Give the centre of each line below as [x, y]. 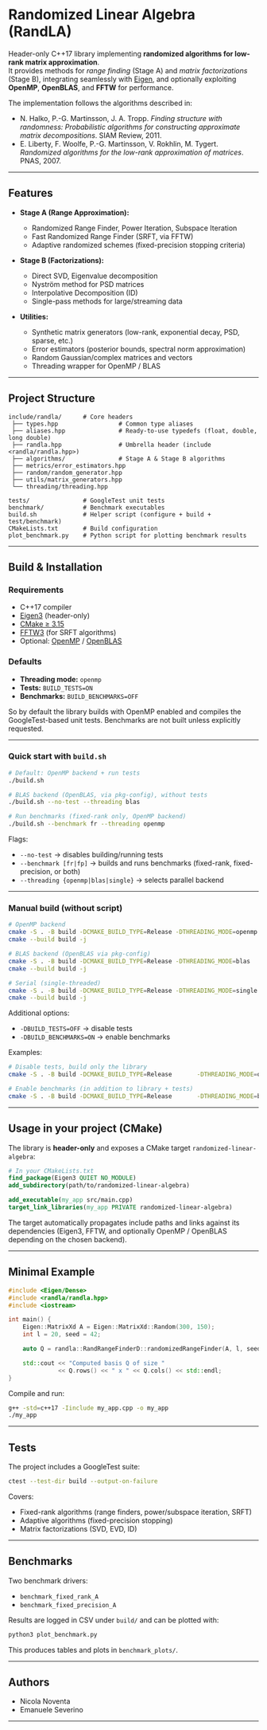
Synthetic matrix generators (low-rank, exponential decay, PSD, [135, 331]
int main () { [30, 1320]
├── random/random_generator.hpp [67, 473]
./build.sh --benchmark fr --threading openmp [87, 824]
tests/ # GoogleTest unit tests [87, 500]
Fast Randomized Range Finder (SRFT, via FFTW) [112, 236]
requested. [26, 728]
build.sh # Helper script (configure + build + [110, 514]
